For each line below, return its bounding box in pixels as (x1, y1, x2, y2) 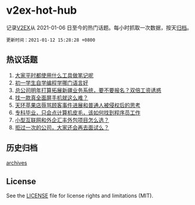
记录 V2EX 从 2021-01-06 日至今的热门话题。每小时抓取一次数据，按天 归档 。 (6, 24, 193, 31)
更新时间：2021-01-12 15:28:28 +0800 (6, 37, 95, 43)
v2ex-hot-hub (6, 4, 78, 17)
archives (6, 159, 27, 166)
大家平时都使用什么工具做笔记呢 (14, 72, 94, 79)
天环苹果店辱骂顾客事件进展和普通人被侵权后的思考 (14, 101, 141, 108)
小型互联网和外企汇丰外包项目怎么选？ (14, 116, 109, 123)
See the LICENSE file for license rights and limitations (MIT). (6, 192, 154, 200)
